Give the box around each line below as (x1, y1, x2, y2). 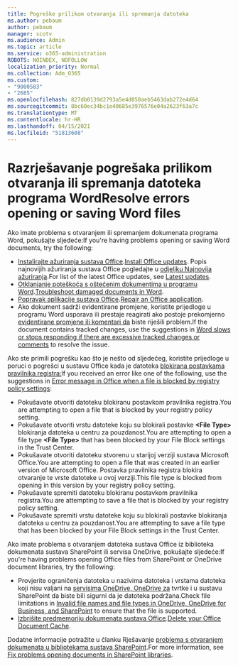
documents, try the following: (7, 244, 94, 252)
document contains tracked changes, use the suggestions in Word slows (17, 325, 231, 334)
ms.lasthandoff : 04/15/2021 (7, 122, 91, 130)
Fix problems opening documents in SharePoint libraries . (7, 650, 173, 659)
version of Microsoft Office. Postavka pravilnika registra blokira (17, 466, 202, 474)
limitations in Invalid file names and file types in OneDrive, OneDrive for (17, 599, 227, 608)
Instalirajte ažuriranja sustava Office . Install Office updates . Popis (17, 257, 207, 266)
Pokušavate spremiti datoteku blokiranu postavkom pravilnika (17, 488, 198, 497)
